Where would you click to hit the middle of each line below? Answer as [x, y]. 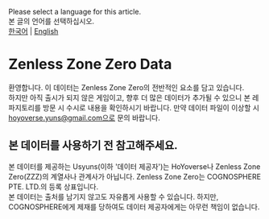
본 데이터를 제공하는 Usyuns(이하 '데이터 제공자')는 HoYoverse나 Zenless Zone [134, 166]
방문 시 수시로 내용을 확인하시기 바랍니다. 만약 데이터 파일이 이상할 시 [151, 107]
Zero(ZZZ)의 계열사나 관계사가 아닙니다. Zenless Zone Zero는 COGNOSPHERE [135, 176]
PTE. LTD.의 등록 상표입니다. [54, 186]
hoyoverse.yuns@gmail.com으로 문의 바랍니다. [85, 118]
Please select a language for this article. [75, 12]
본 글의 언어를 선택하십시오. [52, 21]
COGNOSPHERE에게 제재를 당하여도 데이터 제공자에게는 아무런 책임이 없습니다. [134, 207]
